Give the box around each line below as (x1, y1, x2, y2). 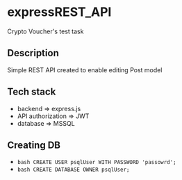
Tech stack (7, 86, 56, 98)
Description (7, 47, 59, 59)
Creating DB (7, 139, 61, 151)
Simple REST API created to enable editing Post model (7, 65, 163, 74)
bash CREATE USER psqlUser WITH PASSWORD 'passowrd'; (17, 159, 176, 166)
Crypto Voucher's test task (7, 27, 84, 35)
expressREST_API (7, 4, 112, 20)
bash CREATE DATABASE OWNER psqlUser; (17, 166, 130, 174)
